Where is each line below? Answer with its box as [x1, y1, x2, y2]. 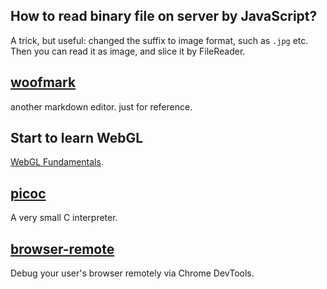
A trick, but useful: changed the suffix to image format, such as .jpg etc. [10, 34, 309, 46]
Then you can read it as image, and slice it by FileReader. [10, 45, 246, 57]
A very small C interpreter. [10, 212, 118, 224]
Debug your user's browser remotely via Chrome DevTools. [10, 267, 255, 279]
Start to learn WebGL [10, 130, 144, 147]
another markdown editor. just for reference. [10, 100, 193, 113]
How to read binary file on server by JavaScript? [10, 8, 318, 25]
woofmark [10, 74, 77, 91]
